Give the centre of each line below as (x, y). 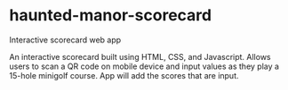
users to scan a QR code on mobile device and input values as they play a (144, 66)
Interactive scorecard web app (65, 40)
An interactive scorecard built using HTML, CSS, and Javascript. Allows (140, 56)
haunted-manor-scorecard (110, 15)
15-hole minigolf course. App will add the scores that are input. (124, 75)
